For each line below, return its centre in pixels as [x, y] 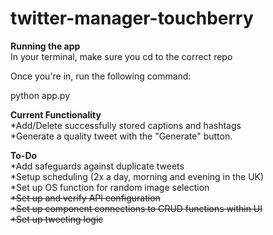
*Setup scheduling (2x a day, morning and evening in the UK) [137, 176]
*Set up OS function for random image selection [110, 187]
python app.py [40, 95]
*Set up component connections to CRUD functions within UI [136, 208]
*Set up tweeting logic [57, 219]
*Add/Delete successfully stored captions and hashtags [126, 125]
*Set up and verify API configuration [85, 198]
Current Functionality [56, 114]
